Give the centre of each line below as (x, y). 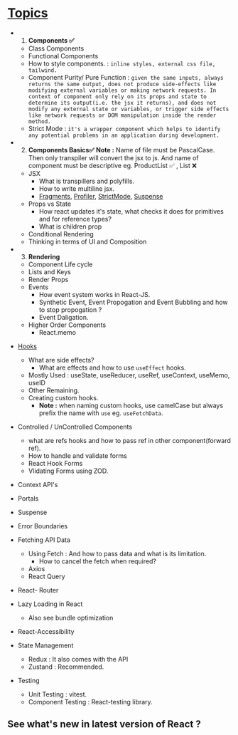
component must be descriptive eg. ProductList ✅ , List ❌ (113, 165)
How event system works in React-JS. (94, 294)
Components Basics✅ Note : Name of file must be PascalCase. (121, 150)
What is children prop (70, 226)
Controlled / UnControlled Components (75, 427)
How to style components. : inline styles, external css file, (122, 63)
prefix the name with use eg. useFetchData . (101, 413)
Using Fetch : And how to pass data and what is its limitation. (117, 553)
